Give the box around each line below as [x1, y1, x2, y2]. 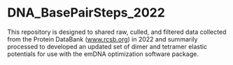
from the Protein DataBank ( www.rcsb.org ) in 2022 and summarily [7, 35, 198, 43]
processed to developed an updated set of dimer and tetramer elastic [7, 42, 208, 50]
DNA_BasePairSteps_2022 [7, 5, 166, 21]
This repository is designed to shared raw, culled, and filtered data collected [7, 28, 227, 36]
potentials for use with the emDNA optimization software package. [7, 50, 199, 58]
